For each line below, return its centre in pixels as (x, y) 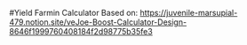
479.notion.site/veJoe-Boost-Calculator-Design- (98, 22)
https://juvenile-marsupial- (189, 13)
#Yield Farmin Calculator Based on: (74, 13)
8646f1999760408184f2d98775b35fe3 (81, 31)
